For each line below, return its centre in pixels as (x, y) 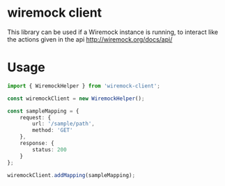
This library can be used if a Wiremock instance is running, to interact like (113, 32)
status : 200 (50, 150)
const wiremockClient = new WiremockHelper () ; (76, 99)
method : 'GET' (53, 130)
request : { (36, 117)
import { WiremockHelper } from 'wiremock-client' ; (84, 86)
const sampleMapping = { (43, 111)
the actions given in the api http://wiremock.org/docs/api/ (90, 39)
